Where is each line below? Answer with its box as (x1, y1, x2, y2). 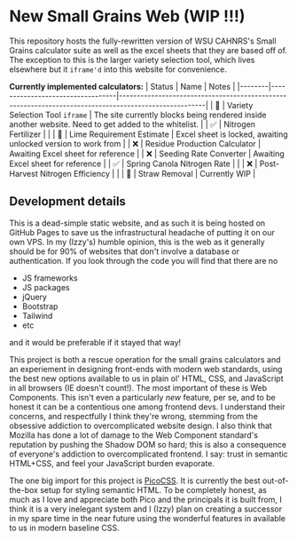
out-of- (262, 475, 289, 486)
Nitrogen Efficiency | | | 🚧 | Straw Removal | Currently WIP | (39, 168, 256, 179)
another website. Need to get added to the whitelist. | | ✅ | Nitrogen (9, 118, 255, 130)
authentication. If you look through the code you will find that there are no (9, 255, 278, 266)
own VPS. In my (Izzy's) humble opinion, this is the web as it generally (9, 236, 265, 247)
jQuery (21, 291, 47, 302)
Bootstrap (21, 300, 59, 312)
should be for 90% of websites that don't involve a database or (9, 246, 239, 257)
